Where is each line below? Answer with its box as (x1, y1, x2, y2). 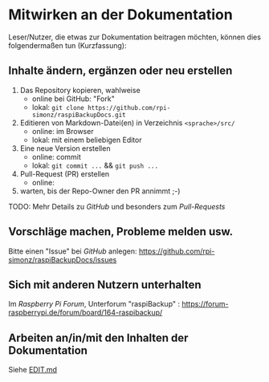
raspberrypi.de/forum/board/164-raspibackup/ (8, 307, 163, 318)
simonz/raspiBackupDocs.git (31, 111, 126, 119)
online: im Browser (31, 126, 94, 136)
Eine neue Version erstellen (19, 143, 111, 153)
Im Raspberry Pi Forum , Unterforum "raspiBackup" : (8, 299, 181, 309)
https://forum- (181, 299, 229, 309)
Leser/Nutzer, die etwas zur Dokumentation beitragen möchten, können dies (8, 32, 261, 42)
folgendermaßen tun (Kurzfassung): (8, 40, 127, 50)
